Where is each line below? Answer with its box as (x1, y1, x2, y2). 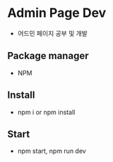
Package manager (7, 50, 89, 62)
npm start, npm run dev (17, 147, 86, 156)
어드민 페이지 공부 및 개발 (17, 29, 88, 37)
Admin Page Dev (7, 5, 107, 21)
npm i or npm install (17, 108, 76, 116)
